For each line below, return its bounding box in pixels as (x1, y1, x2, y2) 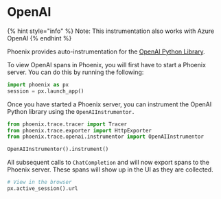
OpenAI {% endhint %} (7, 34, 72, 42)
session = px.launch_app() (7, 87, 84, 95)
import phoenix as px (7, 81, 69, 88)
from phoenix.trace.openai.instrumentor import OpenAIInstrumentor (7, 133, 205, 141)
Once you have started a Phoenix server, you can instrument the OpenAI (7, 100, 212, 108)
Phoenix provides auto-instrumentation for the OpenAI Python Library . (7, 47, 206, 56)
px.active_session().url (7, 185, 78, 192)
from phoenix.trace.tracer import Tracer (7, 121, 128, 128)
